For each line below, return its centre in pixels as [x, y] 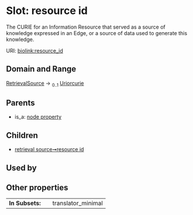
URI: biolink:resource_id [35, 50]
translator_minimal [78, 203]
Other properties [37, 187]
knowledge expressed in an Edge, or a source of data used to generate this [97, 33]
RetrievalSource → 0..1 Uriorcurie [45, 84]
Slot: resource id [47, 11]
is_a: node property [38, 117]
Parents [20, 103]
